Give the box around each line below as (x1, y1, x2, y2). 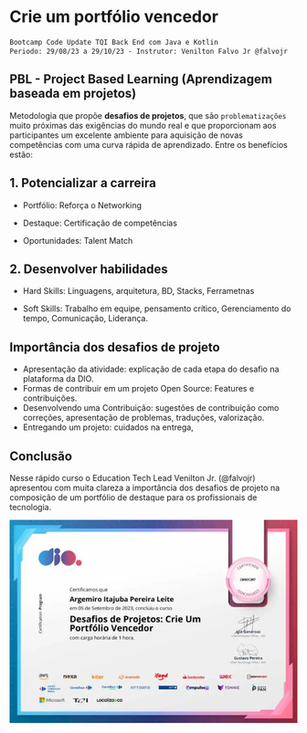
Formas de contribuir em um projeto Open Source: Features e (22, 383, 255, 394)
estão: (9, 149, 34, 160)
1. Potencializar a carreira (9, 175, 157, 191)
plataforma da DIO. (22, 373, 94, 384)
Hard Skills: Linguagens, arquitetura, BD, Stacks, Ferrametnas (22, 286, 255, 297)
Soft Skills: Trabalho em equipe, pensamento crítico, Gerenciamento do (22, 303, 291, 314)
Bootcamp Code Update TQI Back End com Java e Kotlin (9, 37, 219, 47)
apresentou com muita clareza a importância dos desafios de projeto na (9, 482, 281, 493)
